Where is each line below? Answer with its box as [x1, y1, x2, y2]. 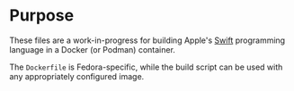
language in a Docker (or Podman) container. [9, 44, 175, 54]
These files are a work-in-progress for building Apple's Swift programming [9, 35, 286, 45]
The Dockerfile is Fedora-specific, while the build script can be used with [9, 62, 283, 72]
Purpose [9, 5, 75, 26]
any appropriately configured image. [9, 70, 145, 81]
